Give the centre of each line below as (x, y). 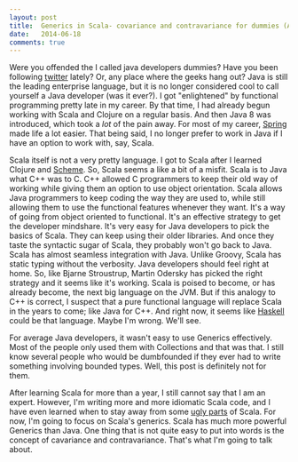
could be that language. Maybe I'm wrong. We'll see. (105, 321)
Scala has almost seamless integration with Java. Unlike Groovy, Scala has (145, 255)
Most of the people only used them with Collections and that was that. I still (146, 347)
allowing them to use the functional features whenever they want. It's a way (147, 207)
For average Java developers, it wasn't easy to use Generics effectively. (141, 338)
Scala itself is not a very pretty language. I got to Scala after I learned (136, 160)
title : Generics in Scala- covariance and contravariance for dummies (144, 26)
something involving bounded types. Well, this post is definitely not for (138, 366)
